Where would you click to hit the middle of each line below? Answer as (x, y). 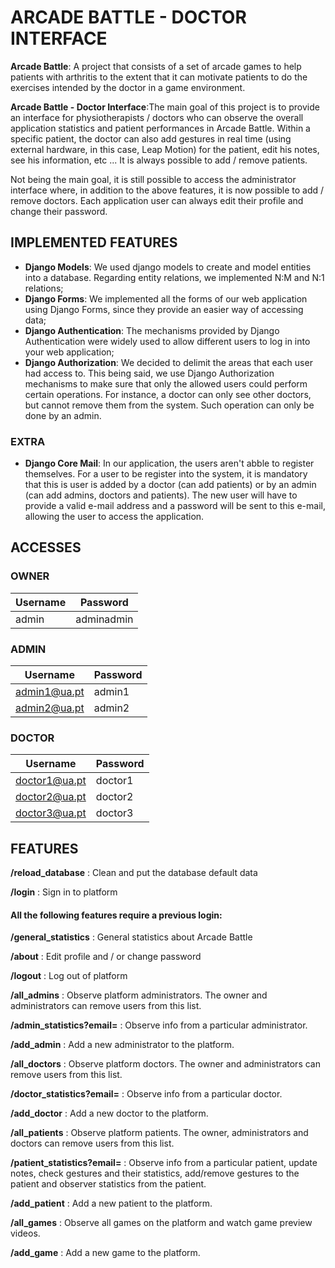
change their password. (59, 211)
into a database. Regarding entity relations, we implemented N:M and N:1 (174, 277)
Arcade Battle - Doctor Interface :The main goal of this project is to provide (165, 107)
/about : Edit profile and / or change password (106, 957)
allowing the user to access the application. (114, 517)
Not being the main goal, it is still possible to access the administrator (153, 179)
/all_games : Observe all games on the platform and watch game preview (161, 1223)
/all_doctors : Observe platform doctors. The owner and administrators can (165, 1064)
